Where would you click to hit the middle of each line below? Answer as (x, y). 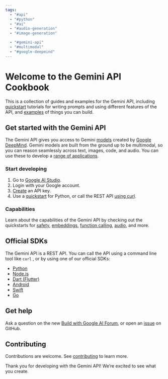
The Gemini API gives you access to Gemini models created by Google (78, 140)
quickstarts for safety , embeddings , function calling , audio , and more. (77, 225)
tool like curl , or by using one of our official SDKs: (58, 258)
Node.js (21, 274)
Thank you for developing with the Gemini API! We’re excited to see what (80, 366)
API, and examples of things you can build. (50, 112)
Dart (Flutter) (26, 279)
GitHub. (13, 328)
